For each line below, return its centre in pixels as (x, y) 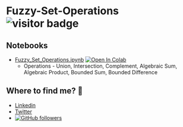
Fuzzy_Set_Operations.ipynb (49, 60)
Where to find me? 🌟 (45, 91)
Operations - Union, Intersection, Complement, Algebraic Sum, (100, 66)
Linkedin (25, 105)
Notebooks (27, 45)
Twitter (23, 112)
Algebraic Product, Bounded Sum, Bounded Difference (91, 72)
